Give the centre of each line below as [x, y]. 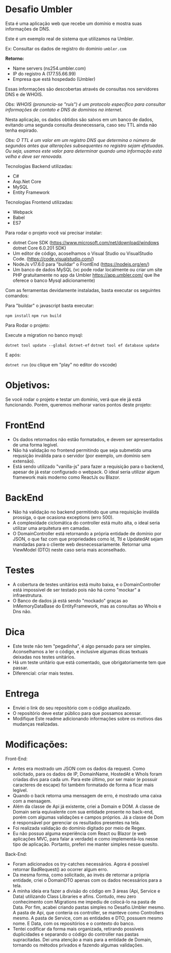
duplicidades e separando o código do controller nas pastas [76, 934]
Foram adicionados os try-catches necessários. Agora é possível [81, 864]
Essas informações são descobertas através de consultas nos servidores [82, 89]
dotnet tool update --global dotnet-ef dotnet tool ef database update [82, 345]
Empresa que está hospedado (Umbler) [54, 79]
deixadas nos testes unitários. [44, 657]
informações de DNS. [28, 28]
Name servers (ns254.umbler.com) [49, 68]
